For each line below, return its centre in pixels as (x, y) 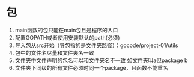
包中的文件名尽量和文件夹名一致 (54, 52)
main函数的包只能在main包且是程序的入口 (66, 30)
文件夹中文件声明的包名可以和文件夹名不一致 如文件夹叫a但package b (101, 60)
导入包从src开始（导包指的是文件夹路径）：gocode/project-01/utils (96, 45)
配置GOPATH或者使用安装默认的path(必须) (67, 37)
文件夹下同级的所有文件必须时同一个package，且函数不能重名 (91, 67)
